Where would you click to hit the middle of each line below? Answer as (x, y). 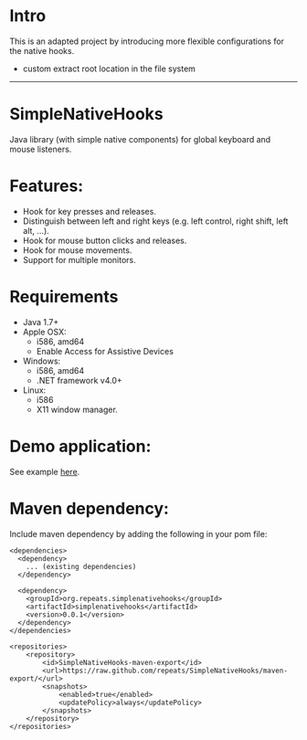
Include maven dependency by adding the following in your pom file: (138, 534)
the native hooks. (42, 50)
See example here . (45, 471)
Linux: (34, 390)
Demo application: (80, 446)
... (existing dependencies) (81, 566)
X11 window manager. (77, 409)
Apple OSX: (44, 332)
